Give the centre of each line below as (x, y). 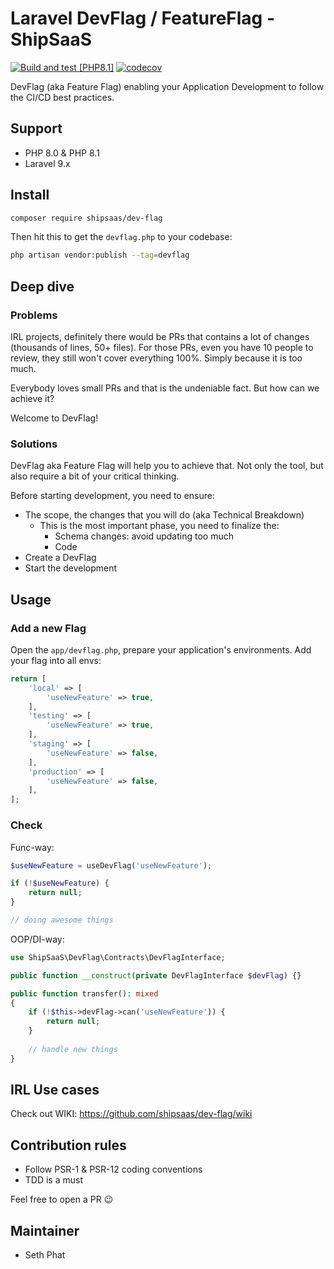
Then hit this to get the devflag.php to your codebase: (121, 237)
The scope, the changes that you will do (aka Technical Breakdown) (164, 515)
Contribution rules (68, 1145)
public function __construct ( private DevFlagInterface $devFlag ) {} (156, 975)
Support (36, 128)
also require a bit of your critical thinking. (95, 476)
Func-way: (32, 847)
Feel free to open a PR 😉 (62, 1199)
